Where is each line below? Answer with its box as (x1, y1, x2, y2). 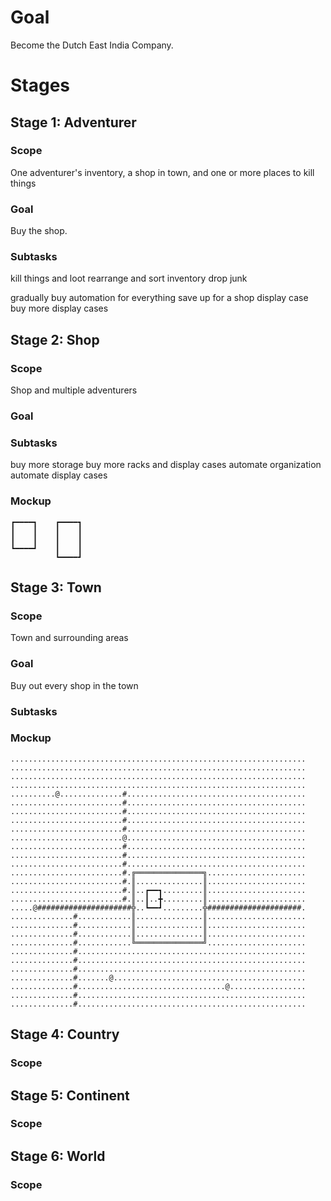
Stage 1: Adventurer (10, 114, 137, 131)
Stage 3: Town (10, 579, 102, 596)
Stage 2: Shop (10, 331, 100, 348)
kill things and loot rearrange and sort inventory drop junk (10, 272, 248, 285)
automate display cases (10, 469, 108, 481)
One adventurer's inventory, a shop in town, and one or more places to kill (10, 166, 315, 178)
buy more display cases (10, 302, 109, 315)
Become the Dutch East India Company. (10, 39, 174, 51)
